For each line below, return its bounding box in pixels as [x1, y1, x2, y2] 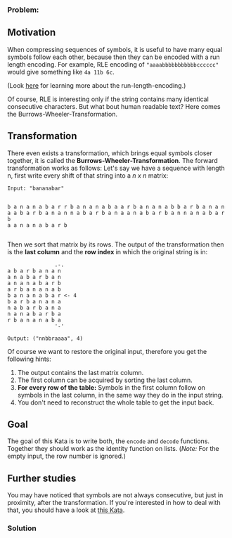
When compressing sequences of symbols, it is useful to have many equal [7, 45, 223, 53]
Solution [7, 523, 37, 533]
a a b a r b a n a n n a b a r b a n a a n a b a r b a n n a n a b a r [7, 209, 225, 216]
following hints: [7, 355, 51, 363]
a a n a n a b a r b [7, 221, 68, 229]
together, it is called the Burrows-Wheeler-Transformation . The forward [7, 156, 218, 164]
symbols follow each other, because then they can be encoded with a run [7, 53, 220, 61]
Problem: [7, 5, 39, 15]
